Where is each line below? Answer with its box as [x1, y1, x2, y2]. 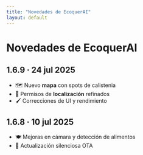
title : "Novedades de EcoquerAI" [6, 9, 91, 15]
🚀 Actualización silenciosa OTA [15, 142, 93, 150]
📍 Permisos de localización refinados [15, 90, 110, 97]
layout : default [6, 15, 47, 21]
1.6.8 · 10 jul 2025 [6, 117, 74, 127]
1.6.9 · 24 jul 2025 [6, 65, 75, 75]
